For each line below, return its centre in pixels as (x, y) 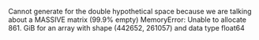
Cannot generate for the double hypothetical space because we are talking (130, 11)
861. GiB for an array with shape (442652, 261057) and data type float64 (126, 28)
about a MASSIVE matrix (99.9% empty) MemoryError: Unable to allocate (128, 20)
